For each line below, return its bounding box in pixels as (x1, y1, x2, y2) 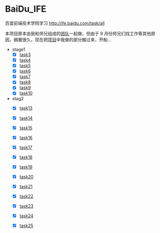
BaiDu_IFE (5, 3, 46, 15)
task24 (19, 213, 34, 219)
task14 (19, 115, 33, 121)
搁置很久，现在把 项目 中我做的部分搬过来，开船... (13, 37, 112, 42)
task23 (19, 203, 34, 209)
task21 (19, 183, 33, 189)
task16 (19, 134, 33, 140)
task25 (19, 223, 34, 229)
